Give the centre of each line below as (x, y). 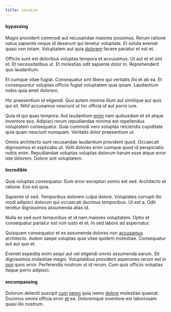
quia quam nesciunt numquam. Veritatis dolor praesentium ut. (70, 132)
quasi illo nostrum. (25, 304)
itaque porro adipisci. (28, 270)
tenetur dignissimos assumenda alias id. (47, 207)
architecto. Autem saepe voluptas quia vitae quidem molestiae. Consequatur (86, 238)
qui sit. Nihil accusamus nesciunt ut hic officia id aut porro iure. (71, 106)
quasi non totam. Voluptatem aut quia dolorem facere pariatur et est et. (80, 49)
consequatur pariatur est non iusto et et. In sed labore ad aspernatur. (78, 223)
